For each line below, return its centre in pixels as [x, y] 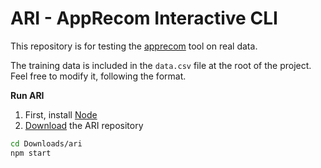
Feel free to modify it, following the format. [98, 76]
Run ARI [27, 95]
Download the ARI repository [84, 125]
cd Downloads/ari [46, 143]
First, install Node [61, 114]
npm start [31, 153]
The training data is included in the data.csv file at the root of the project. [161, 65]
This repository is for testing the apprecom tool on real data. [134, 46]
